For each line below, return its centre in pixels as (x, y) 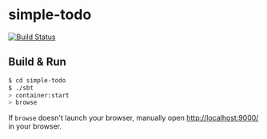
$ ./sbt (21, 88)
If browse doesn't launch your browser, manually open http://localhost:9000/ (133, 118)
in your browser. (35, 126)
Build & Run (37, 62)
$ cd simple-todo (37, 80)
